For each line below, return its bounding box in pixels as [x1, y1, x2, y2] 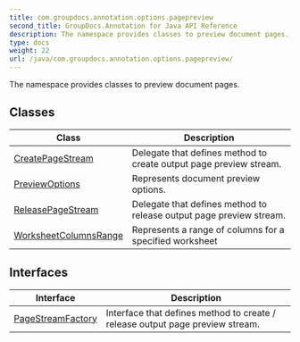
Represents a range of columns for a [131, 223, 285, 236]
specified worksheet [131, 234, 218, 246]
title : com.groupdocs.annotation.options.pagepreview [9, 13, 214, 22]
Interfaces [9, 265, 69, 280]
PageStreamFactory [13, 312, 98, 324]
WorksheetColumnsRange [13, 229, 123, 241]
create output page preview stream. [131, 157, 282, 170]
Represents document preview [131, 171, 261, 184]
